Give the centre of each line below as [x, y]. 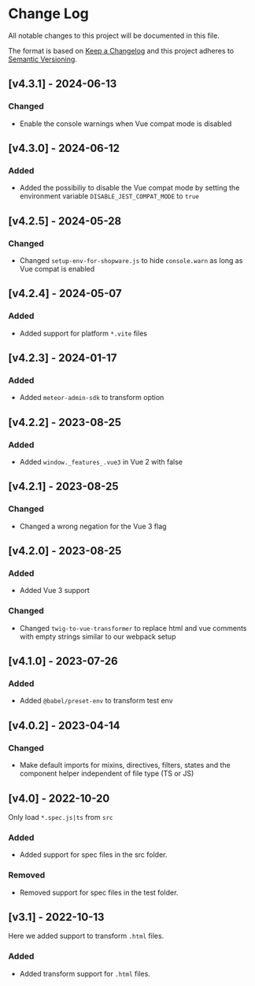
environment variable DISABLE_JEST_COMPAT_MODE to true [109, 196]
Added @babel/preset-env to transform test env [96, 701]
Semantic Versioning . [42, 59]
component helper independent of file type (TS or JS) [107, 773]
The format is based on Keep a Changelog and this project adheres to [121, 50]
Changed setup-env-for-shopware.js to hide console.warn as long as [131, 260]
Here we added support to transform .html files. [86, 936]
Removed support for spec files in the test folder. [99, 892]
